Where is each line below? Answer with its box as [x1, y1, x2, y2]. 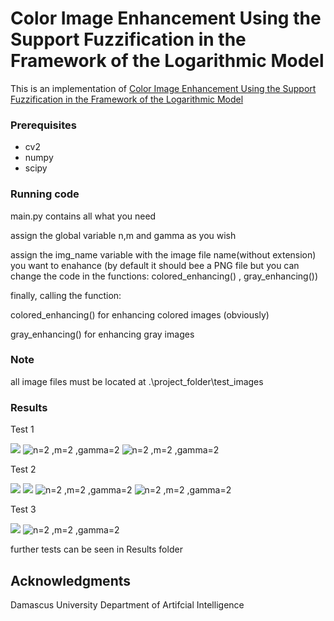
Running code [10, 187, 80, 201]
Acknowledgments [10, 572, 132, 589]
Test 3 [10, 503, 37, 516]
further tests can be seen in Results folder [10, 543, 183, 556]
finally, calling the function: [10, 289, 122, 301]
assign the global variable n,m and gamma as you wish [10, 229, 237, 241]
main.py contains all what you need [10, 210, 157, 222]
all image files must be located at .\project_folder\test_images [10, 375, 264, 387]
